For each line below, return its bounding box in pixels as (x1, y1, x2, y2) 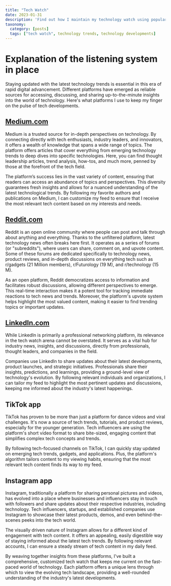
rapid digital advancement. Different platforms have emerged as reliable (5, 86, 156, 92)
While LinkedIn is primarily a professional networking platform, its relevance (5, 332, 164, 338)
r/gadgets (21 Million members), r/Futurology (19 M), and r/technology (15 (5, 261, 159, 267)
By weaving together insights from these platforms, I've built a (5, 553, 136, 559)
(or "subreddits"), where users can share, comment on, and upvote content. (5, 245, 164, 251)
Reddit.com (5, 215, 43, 224)
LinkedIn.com (5, 319, 50, 327)
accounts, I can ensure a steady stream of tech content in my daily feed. (5, 543, 157, 549)
